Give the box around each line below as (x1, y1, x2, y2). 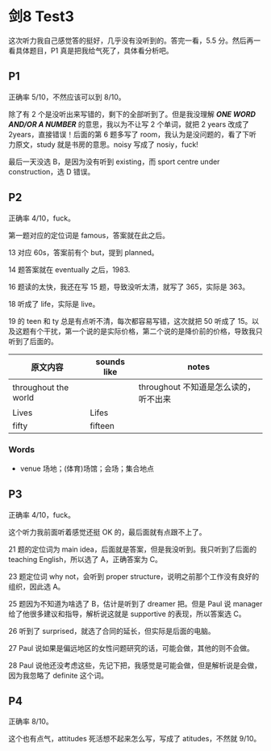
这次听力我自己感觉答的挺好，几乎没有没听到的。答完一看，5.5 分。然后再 (8, 36, 254, 45)
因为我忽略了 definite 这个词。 (8, 670, 109, 680)
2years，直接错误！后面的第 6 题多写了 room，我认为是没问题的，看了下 (8, 129, 250, 139)
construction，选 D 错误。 (8, 166, 95, 176)
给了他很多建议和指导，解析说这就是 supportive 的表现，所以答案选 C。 (8, 609, 246, 619)
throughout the (12, 381, 69, 392)
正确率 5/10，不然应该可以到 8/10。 (8, 92, 126, 102)
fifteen (90, 420, 115, 431)
